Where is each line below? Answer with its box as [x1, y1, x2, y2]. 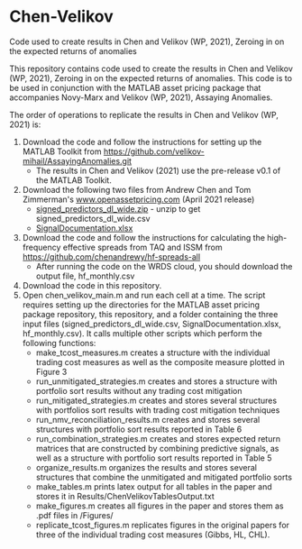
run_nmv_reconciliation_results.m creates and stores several [35, 414, 261, 425]
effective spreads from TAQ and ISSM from [62, 242, 223, 252]
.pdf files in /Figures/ [35, 509, 114, 520]
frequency [22, 242, 61, 252]
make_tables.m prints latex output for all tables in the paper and [35, 480, 272, 492]
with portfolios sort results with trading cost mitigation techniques [35, 404, 280, 416]
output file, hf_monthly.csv [35, 270, 135, 281]
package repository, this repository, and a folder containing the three [22, 308, 279, 319]
